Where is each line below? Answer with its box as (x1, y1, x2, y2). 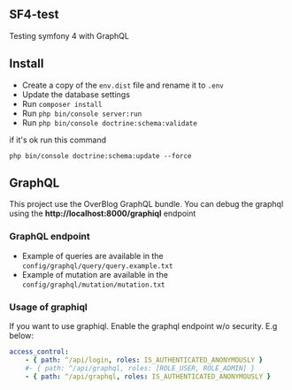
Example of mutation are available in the (21, 269, 168, 279)
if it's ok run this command (9, 134, 106, 145)
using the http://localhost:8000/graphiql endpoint (9, 208, 196, 219)
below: (9, 331, 34, 341)
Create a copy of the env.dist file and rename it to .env (21, 80, 224, 90)
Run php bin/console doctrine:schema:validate (21, 117, 197, 127)
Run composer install (21, 98, 103, 109)
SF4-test (9, 7, 59, 22)
